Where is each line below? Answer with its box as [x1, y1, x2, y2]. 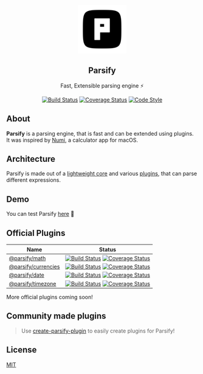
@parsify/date [9, 271, 44, 279]
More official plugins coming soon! [6, 294, 93, 301]
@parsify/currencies [9, 263, 60, 271]
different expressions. [6, 176, 61, 184]
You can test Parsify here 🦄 [6, 210, 75, 218]
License [6, 345, 37, 355]
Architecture [6, 154, 56, 164]
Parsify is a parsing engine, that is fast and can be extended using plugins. [6, 130, 194, 137]
